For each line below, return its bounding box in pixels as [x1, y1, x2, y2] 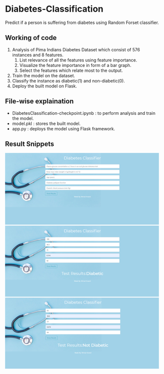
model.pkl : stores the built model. [12, 121, 81, 126]
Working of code [5, 34, 57, 42]
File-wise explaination [5, 97, 74, 105]
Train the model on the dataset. [12, 72, 76, 79]
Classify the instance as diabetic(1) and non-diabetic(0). [12, 78, 125, 83]
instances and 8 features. [12, 52, 63, 58]
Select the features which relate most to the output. [19, 67, 123, 73]
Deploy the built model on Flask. [12, 83, 77, 89]
